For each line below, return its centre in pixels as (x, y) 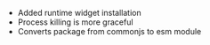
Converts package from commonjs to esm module (109, 31)
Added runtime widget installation (79, 13)
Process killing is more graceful (75, 22)
